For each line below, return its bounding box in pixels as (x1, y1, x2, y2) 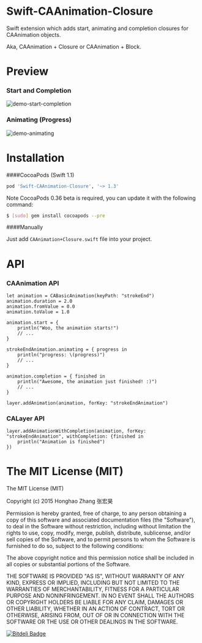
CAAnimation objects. (6, 31, 61, 38)
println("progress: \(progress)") (17, 351, 105, 358)
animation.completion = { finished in (6, 373, 105, 379)
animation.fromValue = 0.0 (6, 303, 75, 310)
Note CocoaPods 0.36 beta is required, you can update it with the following (6, 194, 196, 202)
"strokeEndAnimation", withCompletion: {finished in (6, 433, 144, 439)
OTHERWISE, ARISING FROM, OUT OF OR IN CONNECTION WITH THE (6, 612, 185, 619)
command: (6, 200, 34, 208)
